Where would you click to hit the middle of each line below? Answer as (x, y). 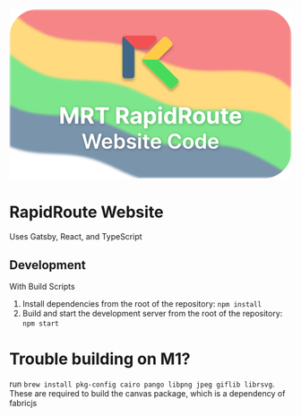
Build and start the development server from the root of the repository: (152, 314)
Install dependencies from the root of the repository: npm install (142, 304)
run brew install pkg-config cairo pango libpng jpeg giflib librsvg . (142, 384)
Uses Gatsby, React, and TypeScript (76, 237)
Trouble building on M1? (100, 359)
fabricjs (23, 404)
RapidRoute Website (86, 212)
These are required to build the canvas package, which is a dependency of (147, 394)
